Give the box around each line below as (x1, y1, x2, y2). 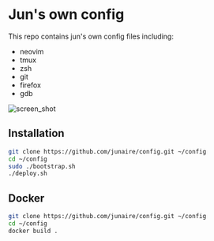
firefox (19, 80, 42, 90)
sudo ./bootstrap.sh (8, 162, 77, 170)
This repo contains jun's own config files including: (8, 32, 174, 41)
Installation (8, 127, 65, 140)
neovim (19, 46, 44, 56)
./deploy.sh (8, 169, 47, 178)
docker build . (8, 227, 58, 235)
